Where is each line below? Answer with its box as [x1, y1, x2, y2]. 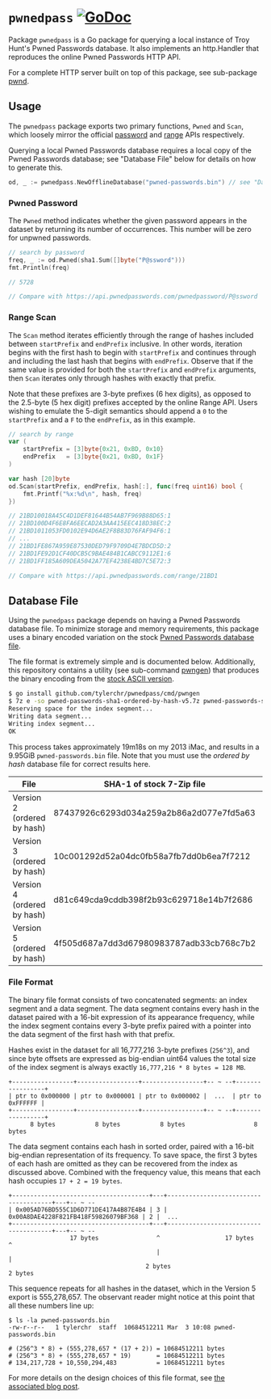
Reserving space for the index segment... [8, 705, 153, 713]
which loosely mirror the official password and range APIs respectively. [8, 129, 244, 139]
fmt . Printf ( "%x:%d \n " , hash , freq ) [23, 490, 143, 498]
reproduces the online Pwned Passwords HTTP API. [8, 52, 181, 61]
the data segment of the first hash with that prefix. [8, 1029, 176, 1039]
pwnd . [8, 76, 30, 86]
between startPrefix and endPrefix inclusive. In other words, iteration [8, 339, 243, 348]
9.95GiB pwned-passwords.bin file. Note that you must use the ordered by [8, 750, 250, 760]
